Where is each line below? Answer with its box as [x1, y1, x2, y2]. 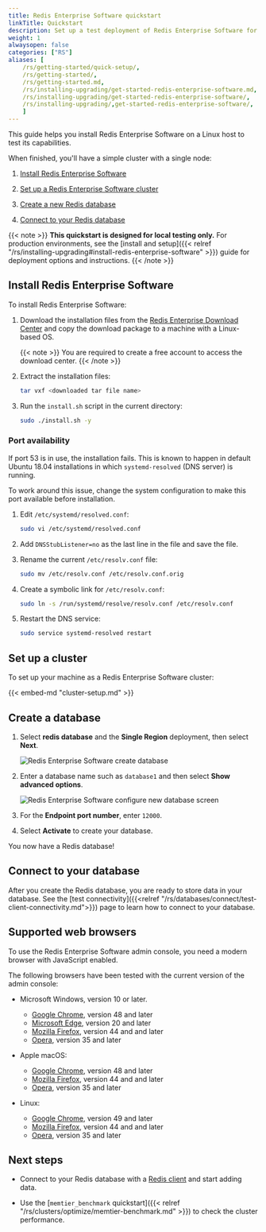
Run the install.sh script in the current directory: [19, 401, 183, 410]
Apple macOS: [19, 1050, 67, 1060]
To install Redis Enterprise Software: [8, 300, 127, 309]
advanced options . [19, 780, 83, 789]
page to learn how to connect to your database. [99, 902, 256, 912]
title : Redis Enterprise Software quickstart [8, 11, 161, 20]
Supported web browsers [8, 925, 137, 939]
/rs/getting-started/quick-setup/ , [22, 64, 141, 72]
